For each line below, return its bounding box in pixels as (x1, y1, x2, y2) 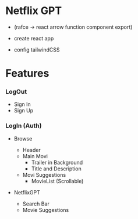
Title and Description (31, 165, 82, 172)
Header (22, 146, 41, 153)
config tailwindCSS (13, 46, 60, 53)
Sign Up (13, 107, 33, 114)
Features (5, 67, 49, 80)
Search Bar (22, 200, 50, 207)
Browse (13, 135, 33, 142)
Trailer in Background (31, 159, 83, 166)
